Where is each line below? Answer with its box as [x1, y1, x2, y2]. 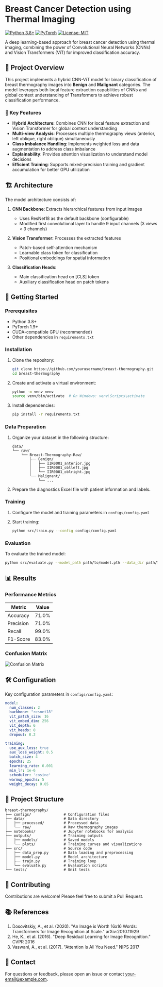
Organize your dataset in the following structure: [12, 435, 109, 440]
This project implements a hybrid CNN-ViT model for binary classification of [5, 76, 157, 82]
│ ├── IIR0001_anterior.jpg [30, 461, 91, 466]
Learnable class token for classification [19, 250, 98, 255]
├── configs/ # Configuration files [5, 812, 110, 817]
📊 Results [5, 574, 36, 583]
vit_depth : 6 [9, 723, 36, 728]
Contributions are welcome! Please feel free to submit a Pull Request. [5, 893, 144, 899]
